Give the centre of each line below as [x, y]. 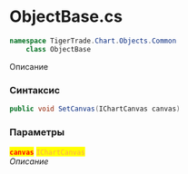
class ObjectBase [59, 49]
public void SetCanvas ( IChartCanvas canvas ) [95, 109]
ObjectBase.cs [66, 17]
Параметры [37, 131]
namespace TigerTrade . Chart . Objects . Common [93, 41]
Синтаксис [35, 90]
